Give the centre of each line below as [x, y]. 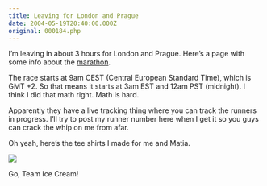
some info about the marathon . [60, 62]
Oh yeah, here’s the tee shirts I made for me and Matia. [100, 143]
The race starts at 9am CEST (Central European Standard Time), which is [130, 78]
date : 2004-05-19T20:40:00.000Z [63, 23]
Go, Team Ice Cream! [44, 174]
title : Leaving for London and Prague [73, 16]
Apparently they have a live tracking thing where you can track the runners [132, 110]
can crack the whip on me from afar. [69, 128]
